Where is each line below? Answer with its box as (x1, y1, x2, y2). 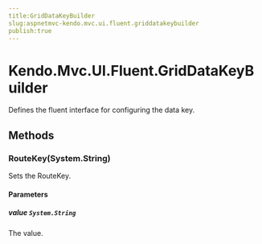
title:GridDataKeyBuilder (8, 11, 95, 20)
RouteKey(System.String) (8, 152, 111, 163)
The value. (8, 228, 43, 238)
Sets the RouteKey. (8, 171, 71, 180)
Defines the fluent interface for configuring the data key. (8, 105, 195, 115)
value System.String (8, 208, 76, 217)
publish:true (8, 27, 52, 35)
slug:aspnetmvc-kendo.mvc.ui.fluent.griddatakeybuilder (8, 19, 199, 27)
